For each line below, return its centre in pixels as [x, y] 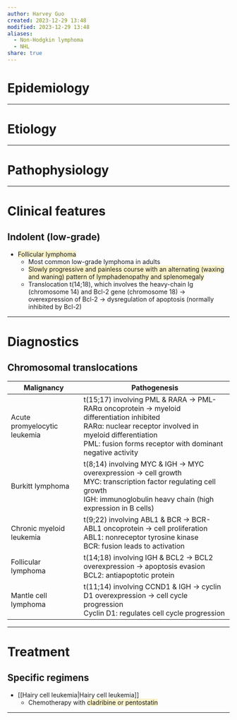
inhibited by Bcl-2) [55, 306]
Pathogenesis [155, 388]
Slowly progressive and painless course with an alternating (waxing [126, 269]
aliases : [20, 34]
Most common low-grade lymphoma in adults [94, 261]
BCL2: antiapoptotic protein [129, 575]
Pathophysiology [58, 170]
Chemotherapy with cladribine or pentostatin [93, 702]
